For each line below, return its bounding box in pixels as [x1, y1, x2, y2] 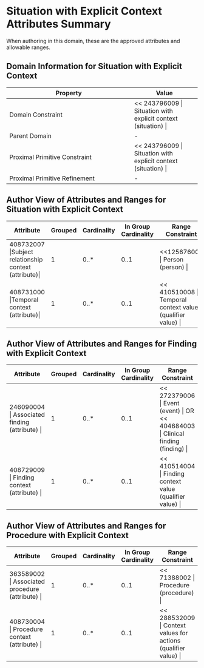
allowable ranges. [6, 44, 50, 51]
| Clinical [159, 430, 185, 438]
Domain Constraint [9, 110, 63, 119]
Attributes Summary [6, 17, 111, 31]
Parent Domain [9, 132, 52, 140]
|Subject [9, 248, 33, 256]
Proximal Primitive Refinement [9, 174, 95, 183]
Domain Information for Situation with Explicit [6, 61, 182, 72]
